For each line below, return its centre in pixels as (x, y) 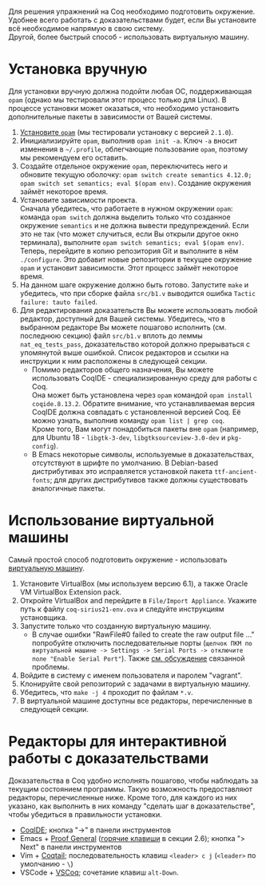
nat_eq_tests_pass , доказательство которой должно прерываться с (135, 344)
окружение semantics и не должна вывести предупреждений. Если (134, 225)
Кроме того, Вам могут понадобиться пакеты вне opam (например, (145, 429)
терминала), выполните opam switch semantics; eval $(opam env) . (132, 242)
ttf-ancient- (236, 472)
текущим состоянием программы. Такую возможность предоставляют (131, 788)
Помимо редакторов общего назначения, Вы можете (123, 369)
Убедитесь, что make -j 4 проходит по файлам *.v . (106, 692)
